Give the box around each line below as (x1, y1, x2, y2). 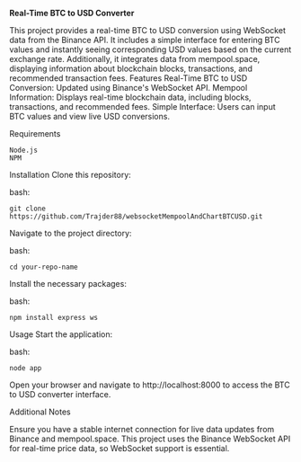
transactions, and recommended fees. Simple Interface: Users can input (9, 102, 276, 111)
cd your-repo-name (9, 262, 78, 271)
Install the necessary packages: (9, 279, 128, 289)
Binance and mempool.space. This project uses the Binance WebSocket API (9, 433, 291, 444)
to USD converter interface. (9, 389, 111, 399)
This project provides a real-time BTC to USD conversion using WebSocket (9, 25, 286, 35)
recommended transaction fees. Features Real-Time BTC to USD (9, 73, 248, 84)
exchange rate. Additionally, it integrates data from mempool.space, (9, 54, 261, 64)
